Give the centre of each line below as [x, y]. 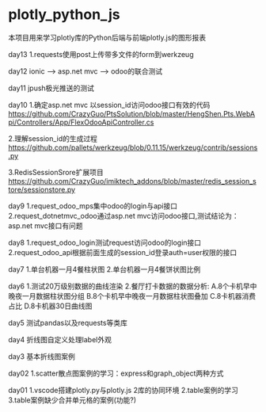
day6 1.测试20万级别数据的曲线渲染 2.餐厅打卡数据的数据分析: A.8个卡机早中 [133, 286]
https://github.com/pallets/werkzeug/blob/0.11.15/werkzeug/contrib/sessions [133, 147]
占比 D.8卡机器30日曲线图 [50, 306]
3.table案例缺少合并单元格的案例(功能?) [72, 400]
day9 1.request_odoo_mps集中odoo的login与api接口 [93, 206]
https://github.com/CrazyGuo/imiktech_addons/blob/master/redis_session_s [133, 181]
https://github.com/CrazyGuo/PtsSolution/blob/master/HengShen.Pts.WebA [132, 113]
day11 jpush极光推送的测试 [51, 88]
